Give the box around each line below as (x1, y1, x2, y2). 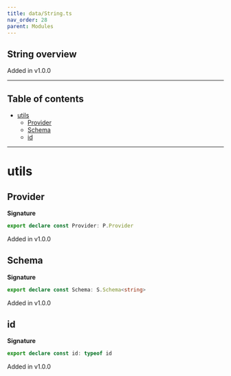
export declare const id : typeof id (7, 350, 112, 357)
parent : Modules (7, 23, 54, 30)
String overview (7, 48, 77, 60)
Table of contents (7, 93, 84, 104)
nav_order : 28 (7, 16, 48, 23)
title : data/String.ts (7, 10, 72, 17)
